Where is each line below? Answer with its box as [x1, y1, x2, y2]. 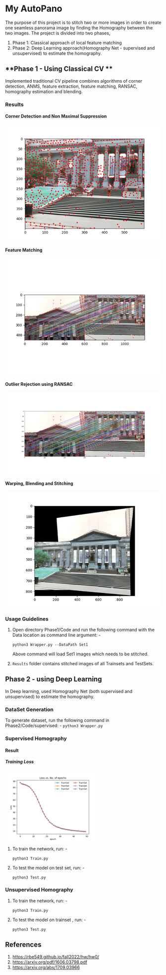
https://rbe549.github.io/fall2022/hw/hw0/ [12, 954, 100, 960]
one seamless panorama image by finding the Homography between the [5, 24, 153, 30]
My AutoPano [5, 3, 62, 14]
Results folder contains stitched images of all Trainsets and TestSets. [12, 660, 154, 666]
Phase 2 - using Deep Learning [5, 675, 102, 684]
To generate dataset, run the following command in [5, 718, 110, 724]
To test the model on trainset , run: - [12, 917, 86, 923]
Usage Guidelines [5, 615, 49, 622]
